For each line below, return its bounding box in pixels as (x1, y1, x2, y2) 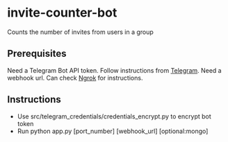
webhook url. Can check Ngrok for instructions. (7, 73, 143, 82)
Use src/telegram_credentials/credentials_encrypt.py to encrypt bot (17, 112, 212, 121)
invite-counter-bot (7, 5, 117, 21)
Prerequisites (7, 48, 67, 60)
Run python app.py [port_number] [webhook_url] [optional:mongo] (17, 127, 209, 135)
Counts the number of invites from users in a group (7, 28, 154, 36)
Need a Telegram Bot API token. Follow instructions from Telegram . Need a (7, 66, 222, 74)
